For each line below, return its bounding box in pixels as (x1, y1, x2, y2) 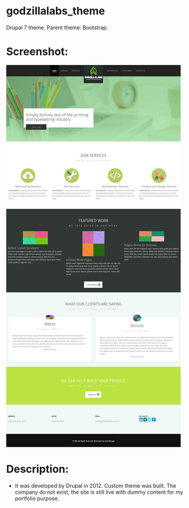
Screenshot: (6, 45, 69, 59)
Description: (6, 463, 69, 476)
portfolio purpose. (14, 494, 60, 502)
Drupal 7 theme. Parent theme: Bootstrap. (6, 24, 109, 31)
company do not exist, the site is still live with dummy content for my (14, 488, 184, 495)
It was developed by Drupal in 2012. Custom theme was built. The (14, 482, 176, 489)
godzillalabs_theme (6, 4, 106, 18)
